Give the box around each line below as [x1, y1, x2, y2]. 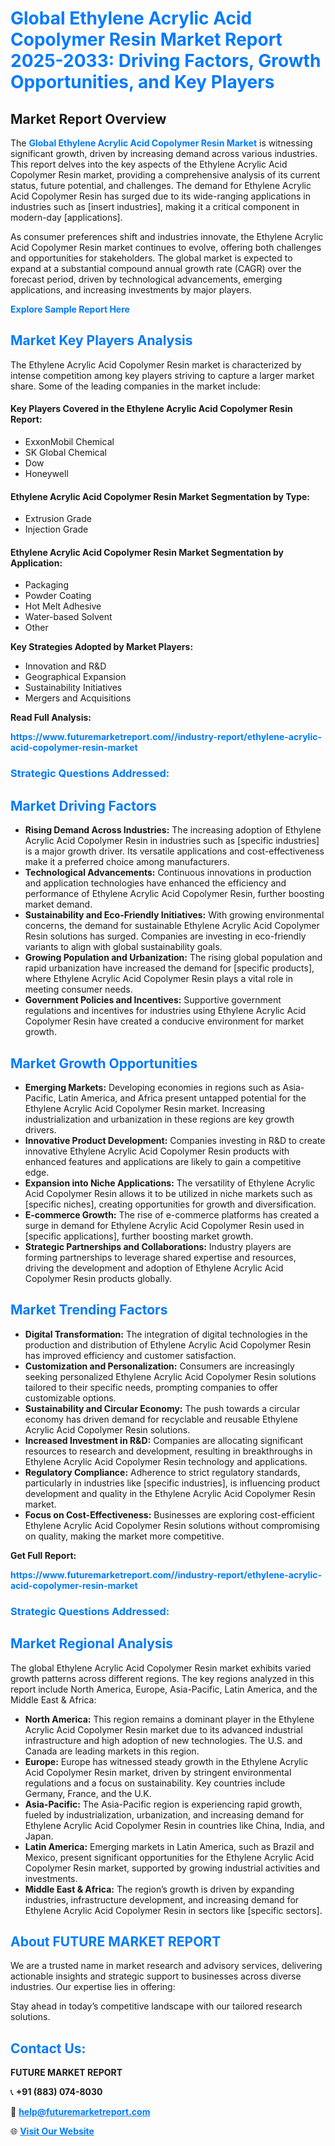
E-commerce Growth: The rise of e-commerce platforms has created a [24, 1208, 320, 1221]
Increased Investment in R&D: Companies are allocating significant [24, 1434, 304, 1446]
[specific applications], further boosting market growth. [24, 1230, 254, 1242]
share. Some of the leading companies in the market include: [10, 380, 261, 392]
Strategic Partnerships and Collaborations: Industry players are [24, 1240, 292, 1252]
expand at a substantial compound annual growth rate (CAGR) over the [10, 263, 302, 274]
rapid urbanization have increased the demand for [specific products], [24, 962, 315, 974]
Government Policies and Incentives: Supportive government [24, 994, 282, 1006]
